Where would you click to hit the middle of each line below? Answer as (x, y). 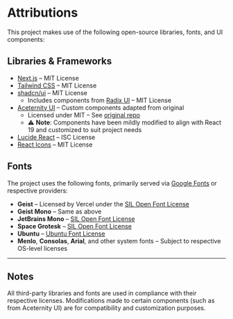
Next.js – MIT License (48, 78)
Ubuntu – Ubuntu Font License (61, 234)
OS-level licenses (42, 248)
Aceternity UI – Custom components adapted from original (101, 107)
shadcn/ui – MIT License (52, 92)
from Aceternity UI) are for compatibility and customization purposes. (106, 308)
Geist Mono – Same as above (59, 211)
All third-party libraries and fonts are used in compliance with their (102, 293)
